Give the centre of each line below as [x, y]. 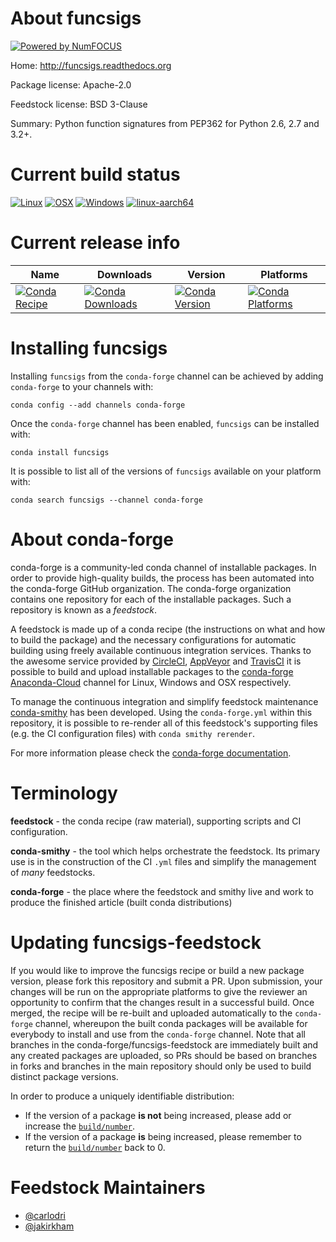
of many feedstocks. [53, 872]
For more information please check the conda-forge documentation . [151, 753]
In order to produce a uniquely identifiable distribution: [122, 1096]
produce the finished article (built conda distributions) [121, 902]
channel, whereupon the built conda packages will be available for [171, 1023]
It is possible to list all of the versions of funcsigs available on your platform [166, 471]
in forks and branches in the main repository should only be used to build [161, 1066]
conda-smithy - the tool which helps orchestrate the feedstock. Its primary [165, 851]
